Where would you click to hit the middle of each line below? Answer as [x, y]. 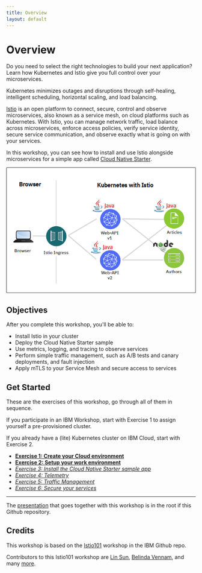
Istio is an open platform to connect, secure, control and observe [87, 109]
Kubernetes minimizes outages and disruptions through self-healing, [91, 91]
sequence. [20, 408]
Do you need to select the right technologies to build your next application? [99, 66]
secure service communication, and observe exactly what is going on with [98, 135]
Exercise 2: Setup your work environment [68, 462]
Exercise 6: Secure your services [56, 488]
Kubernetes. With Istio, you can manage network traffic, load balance [92, 122]
